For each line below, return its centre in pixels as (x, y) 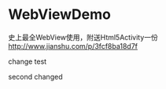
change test (28, 61)
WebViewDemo (60, 15)
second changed (35, 76)
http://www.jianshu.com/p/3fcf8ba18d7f (73, 46)
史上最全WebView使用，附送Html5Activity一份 (83, 37)
